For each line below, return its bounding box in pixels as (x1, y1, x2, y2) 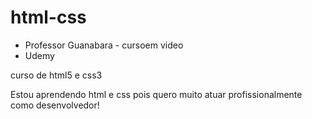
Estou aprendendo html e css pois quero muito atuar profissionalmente (10, 88, 303, 100)
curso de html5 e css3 (10, 69, 103, 81)
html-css (10, 6, 87, 29)
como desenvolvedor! (10, 99, 100, 111)
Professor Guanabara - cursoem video (24, 39, 184, 51)
